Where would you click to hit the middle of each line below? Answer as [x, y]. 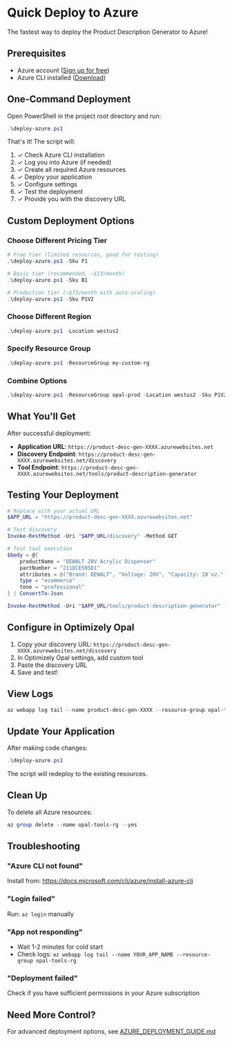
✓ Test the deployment [50, 192]
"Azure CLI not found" [45, 866]
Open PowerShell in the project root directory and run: [84, 116]
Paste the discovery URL [52, 665]
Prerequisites [37, 54]
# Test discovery [32, 530]
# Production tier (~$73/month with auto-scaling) [81, 292]
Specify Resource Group [49, 349]
